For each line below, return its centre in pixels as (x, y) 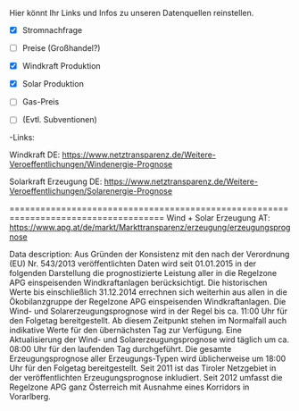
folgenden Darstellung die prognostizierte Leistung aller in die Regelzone (143, 273)
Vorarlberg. (30, 397)
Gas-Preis (41, 102)
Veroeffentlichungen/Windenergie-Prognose (91, 164)
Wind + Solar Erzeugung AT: (218, 218)
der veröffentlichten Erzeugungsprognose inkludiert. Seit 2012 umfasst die (146, 378)
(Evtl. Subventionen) (60, 120)
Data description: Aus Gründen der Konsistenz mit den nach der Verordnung (149, 255)
